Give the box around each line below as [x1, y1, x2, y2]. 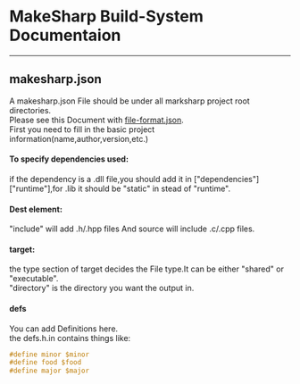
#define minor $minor [9, 350, 90, 359]
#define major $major [9, 366, 90, 376]
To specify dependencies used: [9, 154, 129, 164]
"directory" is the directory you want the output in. [9, 283, 195, 294]
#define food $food [9, 358, 82, 367]
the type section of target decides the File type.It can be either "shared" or [9, 263, 284, 274]
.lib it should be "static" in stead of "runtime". [64, 183, 231, 194]
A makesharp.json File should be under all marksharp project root [9, 96, 250, 106]
